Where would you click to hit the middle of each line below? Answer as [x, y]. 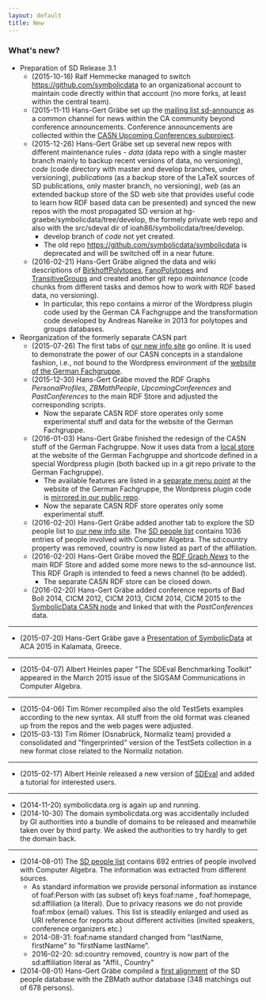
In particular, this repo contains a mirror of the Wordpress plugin [148, 303]
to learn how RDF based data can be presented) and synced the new [144, 202]
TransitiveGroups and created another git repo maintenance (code [140, 278]
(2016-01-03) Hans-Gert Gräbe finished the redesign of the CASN [139, 438]
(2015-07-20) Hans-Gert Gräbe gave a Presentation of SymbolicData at [136, 638]
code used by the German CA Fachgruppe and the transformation [150, 312]
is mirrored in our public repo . [92, 497]
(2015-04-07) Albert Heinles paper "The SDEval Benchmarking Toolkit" [136, 669]
